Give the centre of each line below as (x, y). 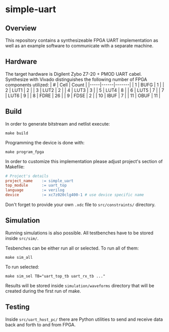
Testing (18, 307)
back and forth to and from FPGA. (41, 324)
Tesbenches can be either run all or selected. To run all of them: (72, 248)
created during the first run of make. (43, 291)
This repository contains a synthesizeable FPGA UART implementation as (82, 40)
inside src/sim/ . (22, 238)
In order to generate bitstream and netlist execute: (58, 124)
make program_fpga (25, 152)
